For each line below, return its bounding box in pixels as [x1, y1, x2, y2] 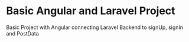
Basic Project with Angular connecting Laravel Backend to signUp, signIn [6, 24, 184, 31]
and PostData [6, 30, 40, 37]
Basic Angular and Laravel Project [6, 4, 175, 18]
